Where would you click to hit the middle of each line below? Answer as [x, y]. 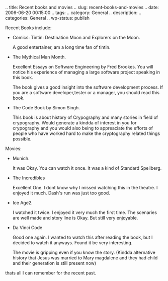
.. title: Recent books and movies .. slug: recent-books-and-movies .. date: [82, 7]
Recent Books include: [28, 28]
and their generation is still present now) [54, 263]
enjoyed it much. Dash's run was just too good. [61, 193]
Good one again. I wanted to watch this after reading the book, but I [82, 237]
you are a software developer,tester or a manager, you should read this [86, 92]
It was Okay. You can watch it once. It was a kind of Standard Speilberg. [87, 168]
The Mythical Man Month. [39, 57]
